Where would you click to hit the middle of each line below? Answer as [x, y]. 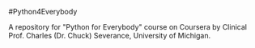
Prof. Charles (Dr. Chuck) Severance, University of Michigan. [110, 36]
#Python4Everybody [43, 12]
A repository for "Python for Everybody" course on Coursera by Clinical [127, 27]
